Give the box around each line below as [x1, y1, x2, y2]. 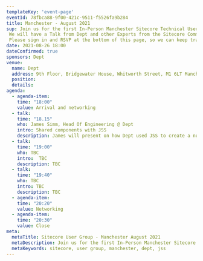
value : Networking [17, 206, 63, 212]
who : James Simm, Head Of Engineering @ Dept [17, 122, 134, 128]
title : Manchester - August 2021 [6, 20, 91, 26]
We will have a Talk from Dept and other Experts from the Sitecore [8, 31, 185, 38]
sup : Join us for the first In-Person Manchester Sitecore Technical [6, 25, 185, 32]
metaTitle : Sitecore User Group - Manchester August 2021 [11, 234, 161, 240]
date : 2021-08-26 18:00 [6, 43, 66, 49]
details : [11, 82, 34, 88]
